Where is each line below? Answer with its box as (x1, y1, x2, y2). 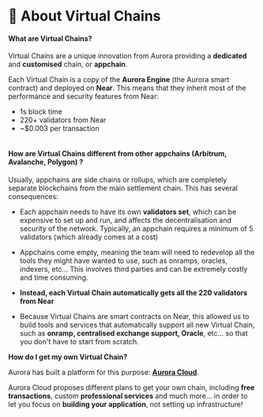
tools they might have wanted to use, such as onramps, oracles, (19, 256, 227, 265)
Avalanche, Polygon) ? (8, 157, 84, 167)
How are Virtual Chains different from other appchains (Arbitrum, (8, 148, 227, 158)
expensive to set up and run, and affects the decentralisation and (19, 215, 231, 224)
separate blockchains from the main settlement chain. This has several (8, 183, 239, 193)
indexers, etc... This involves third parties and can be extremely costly (19, 264, 248, 273)
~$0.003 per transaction (19, 124, 100, 133)
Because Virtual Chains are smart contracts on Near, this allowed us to (19, 311, 250, 321)
